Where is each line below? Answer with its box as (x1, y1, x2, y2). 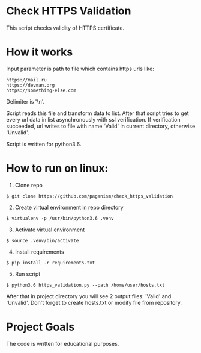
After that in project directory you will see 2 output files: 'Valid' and (6, 292, 172, 299)
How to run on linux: (6, 161, 109, 175)
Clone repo (14, 181, 43, 189)
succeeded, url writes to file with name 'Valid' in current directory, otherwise (6, 122, 196, 130)
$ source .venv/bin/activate (6, 237, 79, 243)
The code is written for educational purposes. (6, 340, 119, 347)
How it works (6, 45, 73, 59)
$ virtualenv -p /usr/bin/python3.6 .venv (6, 215, 114, 221)
